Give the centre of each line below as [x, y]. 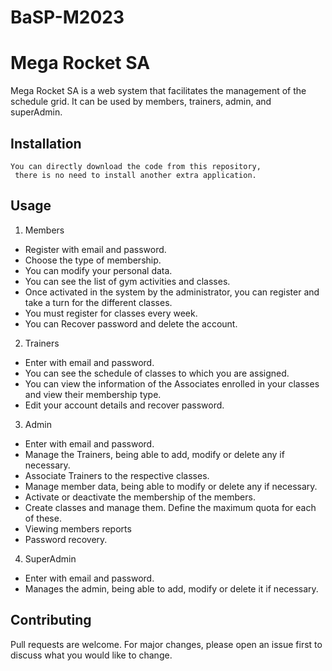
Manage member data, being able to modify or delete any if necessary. [171, 486]
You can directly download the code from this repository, [136, 166]
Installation [46, 143]
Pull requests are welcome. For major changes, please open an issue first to [166, 644]
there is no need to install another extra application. [135, 175]
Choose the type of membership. [93, 260]
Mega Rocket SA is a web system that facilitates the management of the [158, 91]
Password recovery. [66, 539]
